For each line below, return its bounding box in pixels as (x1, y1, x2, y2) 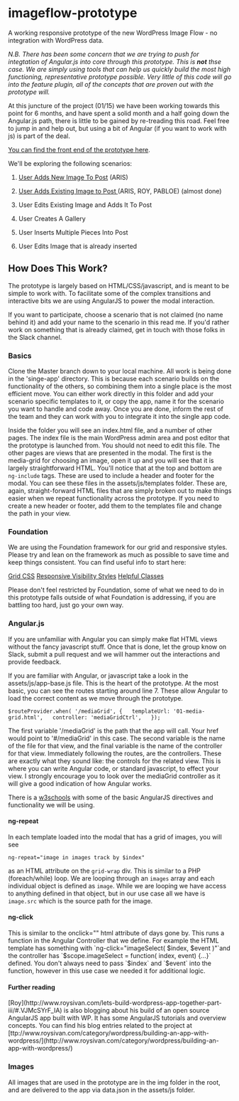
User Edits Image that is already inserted (18, 242, 138, 250)
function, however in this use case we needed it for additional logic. (8, 967, 206, 975)
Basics (8, 351, 32, 361)
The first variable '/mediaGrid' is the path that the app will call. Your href (8, 726, 219, 735)
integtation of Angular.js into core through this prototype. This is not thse (8, 57, 222, 65)
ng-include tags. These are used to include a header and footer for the (8, 472, 215, 480)
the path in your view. (8, 509, 72, 518)
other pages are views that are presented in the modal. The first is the (8, 449, 212, 457)
